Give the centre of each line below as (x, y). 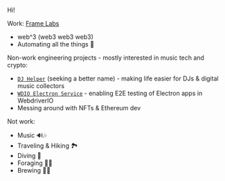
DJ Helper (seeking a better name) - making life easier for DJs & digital (118, 78)
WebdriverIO (35, 101)
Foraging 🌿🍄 (35, 163)
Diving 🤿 (29, 156)
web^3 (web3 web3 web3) (55, 37)
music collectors (40, 86)
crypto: (17, 65)
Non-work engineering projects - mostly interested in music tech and (106, 58)
